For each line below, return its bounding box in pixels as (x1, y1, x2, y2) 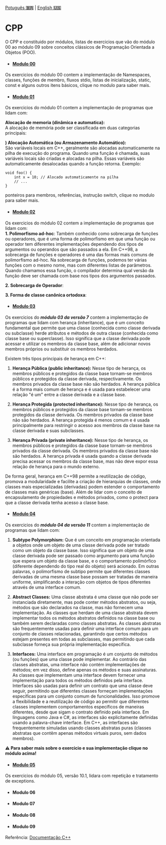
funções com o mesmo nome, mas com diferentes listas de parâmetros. (5, 262, 152, 268)
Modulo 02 (12, 209, 36, 214)
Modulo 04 (12, 511, 36, 517)
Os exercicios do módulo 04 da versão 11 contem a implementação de (5, 522, 150, 528)
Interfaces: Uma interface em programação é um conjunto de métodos (12, 651, 158, 657)
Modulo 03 (12, 303, 36, 309)
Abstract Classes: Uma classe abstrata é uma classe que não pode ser (12, 594, 159, 600)
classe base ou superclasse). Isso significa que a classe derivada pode (5, 335, 150, 341)
